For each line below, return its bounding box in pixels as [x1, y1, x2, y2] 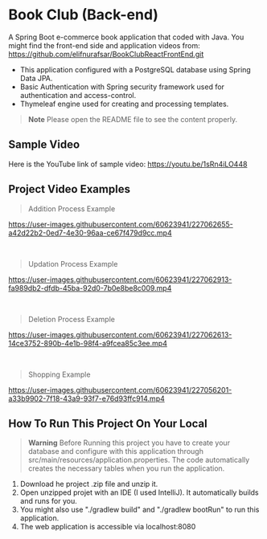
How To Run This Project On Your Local [8, 416, 207, 431]
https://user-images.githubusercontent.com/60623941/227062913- [8, 275, 232, 284]
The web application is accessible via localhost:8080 [19, 522, 196, 532]
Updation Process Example [27, 259, 118, 268]
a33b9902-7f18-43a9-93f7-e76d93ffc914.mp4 [8, 394, 165, 403]
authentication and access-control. [19, 90, 137, 100]
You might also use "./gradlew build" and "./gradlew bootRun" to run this [19, 504, 260, 515]
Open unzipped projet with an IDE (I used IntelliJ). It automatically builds [19, 488, 259, 497]
